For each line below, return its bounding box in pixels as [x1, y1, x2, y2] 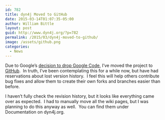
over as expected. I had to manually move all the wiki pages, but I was [5, 98, 149, 104]
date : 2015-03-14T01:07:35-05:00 [5, 16, 74, 21]
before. [5, 83, 20, 89]
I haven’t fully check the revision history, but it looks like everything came [5, 93, 155, 99]
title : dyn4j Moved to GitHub [5, 12, 68, 17]
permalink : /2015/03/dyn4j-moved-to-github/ [5, 35, 98, 40]
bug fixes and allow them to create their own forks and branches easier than [5, 78, 161, 84]
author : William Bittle [5, 21, 54, 26]
